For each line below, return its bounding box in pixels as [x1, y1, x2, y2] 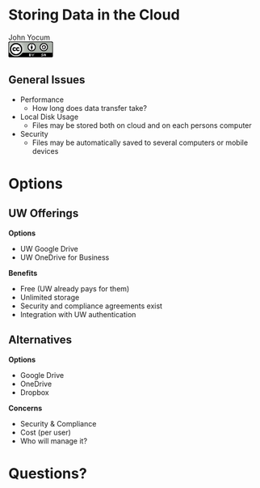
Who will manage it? [19, 435, 87, 446]
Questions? [8, 464, 87, 482]
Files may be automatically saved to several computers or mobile [31, 138, 249, 147]
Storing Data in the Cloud [8, 6, 180, 24]
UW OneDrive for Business [19, 252, 110, 262]
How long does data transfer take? [31, 103, 148, 112]
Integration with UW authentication [19, 309, 136, 319]
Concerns [8, 403, 43, 413]
